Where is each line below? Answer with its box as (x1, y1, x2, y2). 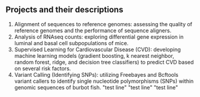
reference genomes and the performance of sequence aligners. (14, 27, 172, 34)
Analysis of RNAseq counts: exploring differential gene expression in (14, 33, 184, 40)
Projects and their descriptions (5, 5, 123, 15)
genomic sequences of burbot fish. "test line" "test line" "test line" (14, 83, 178, 91)
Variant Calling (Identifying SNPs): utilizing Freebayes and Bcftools (14, 71, 179, 78)
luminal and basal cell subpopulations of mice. (14, 39, 129, 46)
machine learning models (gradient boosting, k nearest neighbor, (14, 52, 174, 59)
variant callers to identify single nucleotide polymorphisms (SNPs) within (14, 77, 194, 85)
